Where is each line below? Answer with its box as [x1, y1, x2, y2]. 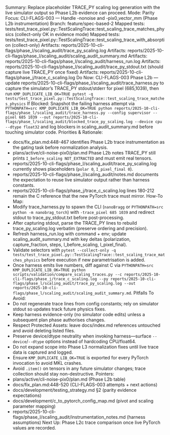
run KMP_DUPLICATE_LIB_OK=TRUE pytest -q [5, 91, 93, 97]
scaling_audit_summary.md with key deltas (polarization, [12, 236, 131, 242]
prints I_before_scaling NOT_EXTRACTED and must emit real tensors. [12, 155, 153, 161]
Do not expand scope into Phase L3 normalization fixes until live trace [12, 344, 159, 350]
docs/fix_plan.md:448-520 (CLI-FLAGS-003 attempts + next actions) [12, 382, 158, 388]
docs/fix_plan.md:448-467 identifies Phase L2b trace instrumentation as [12, 139, 165, 145]
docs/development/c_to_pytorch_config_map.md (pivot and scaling [12, 398, 154, 403]
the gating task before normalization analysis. [12, 144, 108, 150]
